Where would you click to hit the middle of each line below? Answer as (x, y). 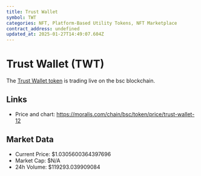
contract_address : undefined (43, 29)
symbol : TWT (21, 17)
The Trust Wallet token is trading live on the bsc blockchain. (81, 81)
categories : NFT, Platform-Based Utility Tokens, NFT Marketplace (92, 23)
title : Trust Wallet (32, 12)
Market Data (30, 140)
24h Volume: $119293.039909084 (58, 167)
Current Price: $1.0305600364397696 (63, 154)
